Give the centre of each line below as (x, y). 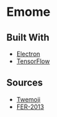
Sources (25, 83)
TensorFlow (33, 61)
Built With (28, 38)
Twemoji (28, 99)
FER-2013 (30, 107)
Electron (28, 54)
